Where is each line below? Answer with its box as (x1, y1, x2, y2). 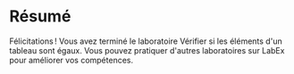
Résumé (9, 6, 71, 27)
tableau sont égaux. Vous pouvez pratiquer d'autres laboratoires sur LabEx (9, 45, 285, 55)
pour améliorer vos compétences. (9, 54, 134, 65)
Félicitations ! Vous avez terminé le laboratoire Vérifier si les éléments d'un (9, 36, 283, 46)
